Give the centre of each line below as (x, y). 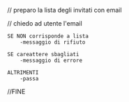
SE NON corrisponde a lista (48, 36)
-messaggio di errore (51, 60)
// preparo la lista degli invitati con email (64, 10)
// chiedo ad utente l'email (45, 23)
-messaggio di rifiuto (53, 42)
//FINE (16, 92)
